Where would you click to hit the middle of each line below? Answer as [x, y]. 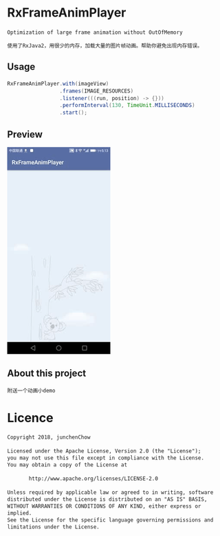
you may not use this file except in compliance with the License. [106, 458]
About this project [47, 374]
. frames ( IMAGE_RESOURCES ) [97, 91]
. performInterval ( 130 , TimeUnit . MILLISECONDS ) [127, 106]
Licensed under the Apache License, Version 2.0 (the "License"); [104, 451]
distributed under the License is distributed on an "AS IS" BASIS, [107, 499]
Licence [30, 418]
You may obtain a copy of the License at [67, 465]
